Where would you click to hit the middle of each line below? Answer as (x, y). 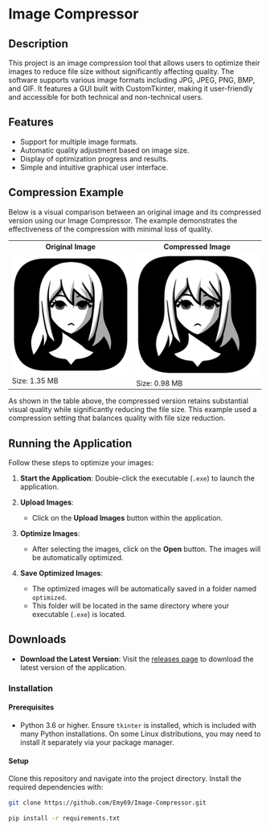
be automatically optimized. (78, 558)
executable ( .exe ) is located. (79, 615)
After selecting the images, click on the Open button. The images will (146, 549)
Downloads (37, 640)
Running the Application (70, 443)
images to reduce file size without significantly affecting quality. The (121, 72)
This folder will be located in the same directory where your (131, 606)
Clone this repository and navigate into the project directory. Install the (125, 779)
